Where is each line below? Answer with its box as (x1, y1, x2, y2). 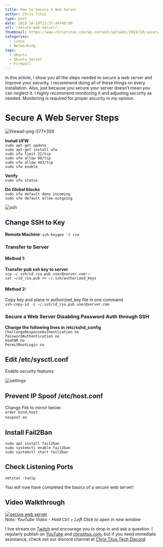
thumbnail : (5, 30, 27, 35)
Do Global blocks (5, 187, 40, 193)
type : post (5, 16, 27, 21)
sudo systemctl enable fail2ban (5, 445, 70, 450)
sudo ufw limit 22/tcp (5, 152, 51, 157)
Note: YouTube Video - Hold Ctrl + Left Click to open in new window (5, 516, 141, 522)
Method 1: (5, 256, 26, 262)
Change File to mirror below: (5, 405, 62, 411)
